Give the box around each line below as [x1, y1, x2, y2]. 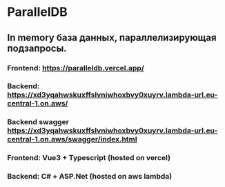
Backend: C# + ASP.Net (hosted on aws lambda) [7, 172, 173, 181]
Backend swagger [7, 117, 69, 127]
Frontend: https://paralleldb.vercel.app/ [7, 63, 145, 72]
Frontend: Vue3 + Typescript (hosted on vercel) [7, 153, 171, 163]
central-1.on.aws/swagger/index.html [7, 135, 137, 144]
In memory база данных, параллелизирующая [7, 32, 217, 43]
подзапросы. [7, 42, 67, 54]
